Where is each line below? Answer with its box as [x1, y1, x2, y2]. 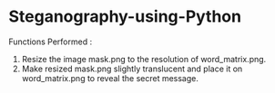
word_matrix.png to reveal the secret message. [21, 72, 199, 83]
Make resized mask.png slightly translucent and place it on [21, 63, 243, 74]
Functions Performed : [8, 36, 93, 47]
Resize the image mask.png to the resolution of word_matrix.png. [21, 53, 267, 64]
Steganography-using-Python [8, 6, 242, 27]
